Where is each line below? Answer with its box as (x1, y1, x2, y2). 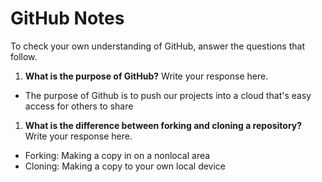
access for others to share (24, 100, 134, 112)
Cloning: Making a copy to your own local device (24, 160, 227, 172)
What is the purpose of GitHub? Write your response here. (24, 70, 269, 82)
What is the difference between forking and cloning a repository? (24, 119, 303, 131)
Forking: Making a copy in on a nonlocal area (24, 149, 211, 161)
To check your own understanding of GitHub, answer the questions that (10, 40, 305, 52)
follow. (10, 50, 38, 62)
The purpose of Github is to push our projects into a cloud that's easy (24, 89, 312, 101)
